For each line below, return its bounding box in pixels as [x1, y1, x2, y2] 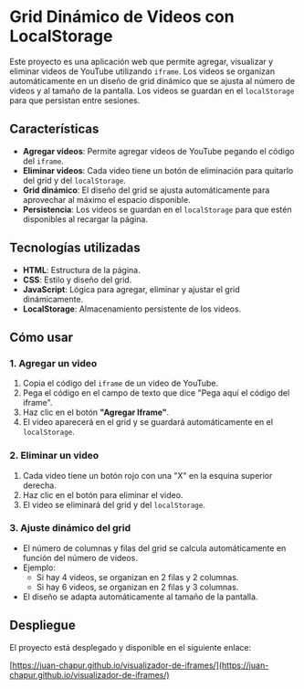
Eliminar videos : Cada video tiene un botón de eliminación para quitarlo [22, 164, 294, 175]
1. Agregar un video [9, 356, 98, 369]
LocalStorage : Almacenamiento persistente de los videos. [22, 303, 242, 314]
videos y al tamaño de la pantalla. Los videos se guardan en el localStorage [9, 85, 295, 96]
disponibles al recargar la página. [22, 213, 149, 225]
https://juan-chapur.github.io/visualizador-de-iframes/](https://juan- [12, 660, 269, 671]
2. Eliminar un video [9, 450, 100, 462]
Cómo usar [9, 329, 74, 344]
